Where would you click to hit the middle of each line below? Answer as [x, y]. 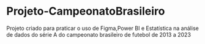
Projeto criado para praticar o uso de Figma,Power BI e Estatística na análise [102, 28]
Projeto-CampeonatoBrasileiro [86, 11]
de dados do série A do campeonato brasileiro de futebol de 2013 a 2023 [99, 34]
